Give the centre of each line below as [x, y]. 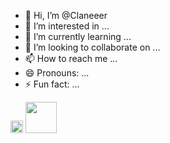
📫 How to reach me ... [71, 58]
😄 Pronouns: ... [57, 73]
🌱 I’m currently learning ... [78, 36]
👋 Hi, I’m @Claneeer [66, 15]
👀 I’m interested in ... [67, 26]
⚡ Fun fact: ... [52, 84]
